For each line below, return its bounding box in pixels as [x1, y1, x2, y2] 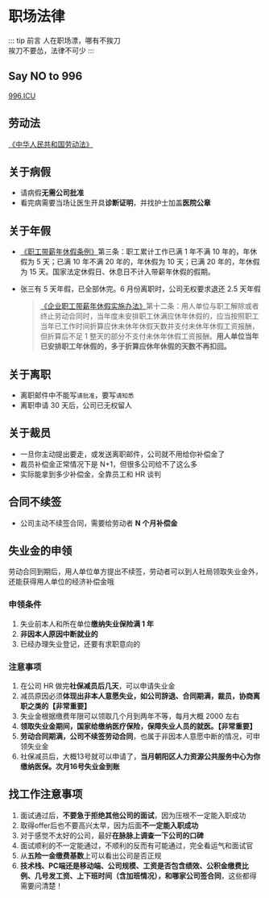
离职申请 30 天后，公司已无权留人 [19, 401, 133, 410]
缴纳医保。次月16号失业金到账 [19, 762, 120, 771]
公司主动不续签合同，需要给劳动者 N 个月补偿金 [19, 518, 178, 528]
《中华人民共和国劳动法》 [8, 139, 93, 149]
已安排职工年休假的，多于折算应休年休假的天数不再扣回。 [39, 342, 231, 351]
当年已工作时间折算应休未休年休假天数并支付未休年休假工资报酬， [39, 322, 259, 331]
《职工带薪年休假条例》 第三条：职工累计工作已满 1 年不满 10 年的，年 [19, 247, 250, 256]
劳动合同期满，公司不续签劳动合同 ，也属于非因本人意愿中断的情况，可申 [19, 731, 260, 742]
